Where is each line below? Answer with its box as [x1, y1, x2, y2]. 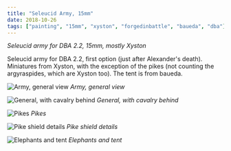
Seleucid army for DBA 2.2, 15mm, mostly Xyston [7, 42, 146, 50]
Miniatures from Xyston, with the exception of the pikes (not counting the [7, 62, 214, 71]
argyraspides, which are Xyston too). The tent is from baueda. [7, 69, 184, 78]
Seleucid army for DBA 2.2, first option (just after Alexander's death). [7, 55, 203, 63]
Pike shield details [66, 123, 118, 131]
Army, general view [69, 83, 125, 91]
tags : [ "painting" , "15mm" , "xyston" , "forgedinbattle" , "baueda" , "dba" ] [7, 23, 226, 30]
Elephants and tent [68, 136, 122, 144]
